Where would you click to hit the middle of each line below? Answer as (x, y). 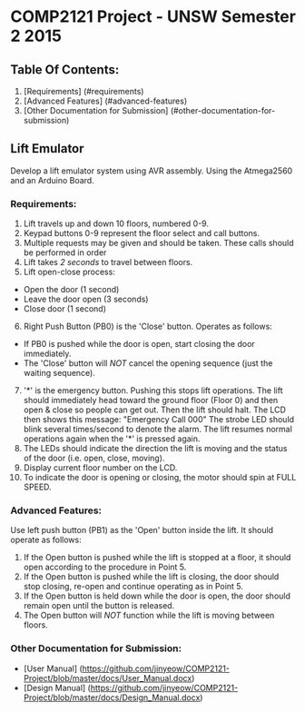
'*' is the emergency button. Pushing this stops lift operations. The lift (153, 391)
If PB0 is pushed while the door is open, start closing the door (139, 344)
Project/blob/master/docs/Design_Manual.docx (112, 697)
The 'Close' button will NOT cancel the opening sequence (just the (148, 363)
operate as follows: (46, 540)
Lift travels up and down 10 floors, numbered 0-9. (116, 223)
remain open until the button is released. (99, 606)
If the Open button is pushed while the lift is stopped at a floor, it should (157, 558)
